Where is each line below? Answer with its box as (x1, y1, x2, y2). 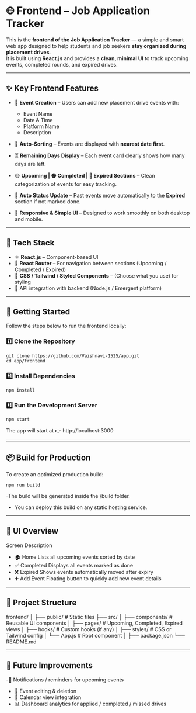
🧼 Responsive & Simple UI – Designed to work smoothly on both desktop (14, 209, 190, 216)
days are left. (14, 160, 47, 167)
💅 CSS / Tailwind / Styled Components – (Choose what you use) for (14, 272, 179, 279)
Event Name (23, 110, 53, 117)
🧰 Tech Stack (6, 238, 55, 248)
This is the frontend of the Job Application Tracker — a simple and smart (6, 36, 184, 43)
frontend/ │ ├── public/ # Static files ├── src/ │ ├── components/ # (6, 613, 173, 620)
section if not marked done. (14, 198, 81, 205)
